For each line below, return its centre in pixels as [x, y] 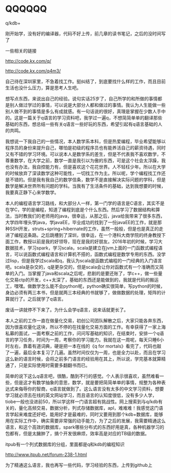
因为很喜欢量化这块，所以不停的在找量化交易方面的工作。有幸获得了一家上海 [85, 327]
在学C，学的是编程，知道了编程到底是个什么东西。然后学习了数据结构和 [81, 209]
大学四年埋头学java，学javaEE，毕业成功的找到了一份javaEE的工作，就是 [81, 222]
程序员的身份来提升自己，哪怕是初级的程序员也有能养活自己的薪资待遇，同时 [85, 147]
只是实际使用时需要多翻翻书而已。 [54, 365]
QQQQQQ [26, 9]
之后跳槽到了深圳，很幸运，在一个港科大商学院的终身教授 [101, 235]
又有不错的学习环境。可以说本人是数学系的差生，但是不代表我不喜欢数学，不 [85, 154]
